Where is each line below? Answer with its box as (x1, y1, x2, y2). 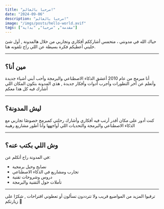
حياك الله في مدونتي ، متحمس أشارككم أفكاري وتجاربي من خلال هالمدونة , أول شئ (5, 38, 157, 44)
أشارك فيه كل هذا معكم (5, 86, 48, 92)
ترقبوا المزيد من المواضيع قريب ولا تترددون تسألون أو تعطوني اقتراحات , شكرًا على (5, 193, 155, 199)
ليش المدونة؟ (5, 104, 41, 113)
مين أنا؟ (5, 62, 26, 71)
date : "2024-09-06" (5, 12, 45, 17)
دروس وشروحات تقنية (12, 174, 53, 180)
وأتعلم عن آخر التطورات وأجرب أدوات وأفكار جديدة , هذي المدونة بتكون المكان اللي (5, 80, 156, 86)
